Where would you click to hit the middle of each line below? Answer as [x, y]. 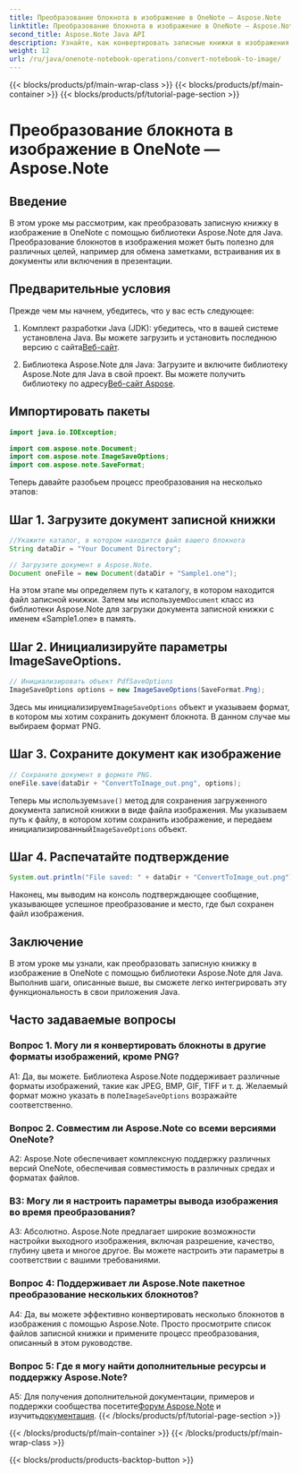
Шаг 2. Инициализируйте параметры [118, 647]
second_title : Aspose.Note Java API [77, 34]
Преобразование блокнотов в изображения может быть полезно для [142, 242]
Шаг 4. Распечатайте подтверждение [119, 857]
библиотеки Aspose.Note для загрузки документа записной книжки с [142, 609]
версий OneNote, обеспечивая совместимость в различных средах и [142, 1169]
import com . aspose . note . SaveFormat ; [77, 465]
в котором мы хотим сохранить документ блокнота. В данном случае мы [150, 716]
